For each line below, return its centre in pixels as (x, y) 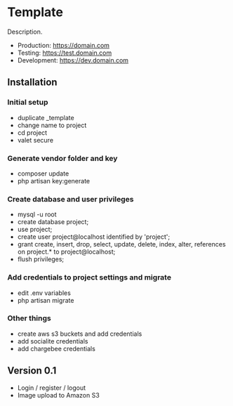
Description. (25, 32)
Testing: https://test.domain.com (65, 53)
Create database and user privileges (71, 199)
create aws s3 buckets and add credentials (80, 334)
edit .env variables (44, 293)
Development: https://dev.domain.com (73, 60)
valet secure (35, 140)
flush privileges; (41, 259)
